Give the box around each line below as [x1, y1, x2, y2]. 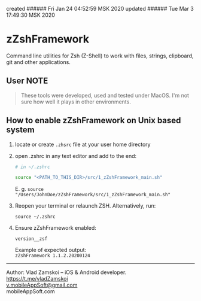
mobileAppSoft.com [6, 288, 55, 295]
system [6, 125, 35, 135]
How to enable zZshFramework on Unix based [6, 115, 181, 126]
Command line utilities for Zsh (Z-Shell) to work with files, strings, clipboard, [6, 52, 194, 59]
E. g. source [14, 186, 44, 193]
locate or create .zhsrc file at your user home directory [14, 141, 151, 148]
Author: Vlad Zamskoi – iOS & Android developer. [6, 269, 127, 276]
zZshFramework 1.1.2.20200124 [14, 253, 91, 259]
